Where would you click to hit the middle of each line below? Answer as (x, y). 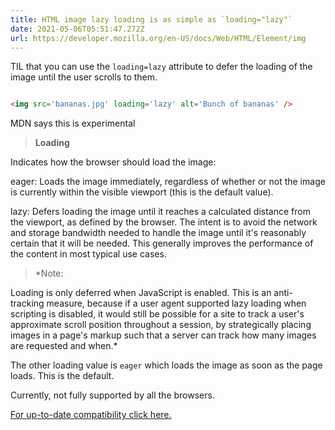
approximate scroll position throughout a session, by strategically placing (161, 325)
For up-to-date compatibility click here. (91, 415)
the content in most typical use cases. (88, 254)
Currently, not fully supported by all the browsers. (112, 395)
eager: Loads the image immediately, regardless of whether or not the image (168, 182)
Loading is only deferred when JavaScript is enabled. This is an (141, 293)
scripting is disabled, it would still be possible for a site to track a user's (157, 314)
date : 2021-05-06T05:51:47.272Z (77, 29)
